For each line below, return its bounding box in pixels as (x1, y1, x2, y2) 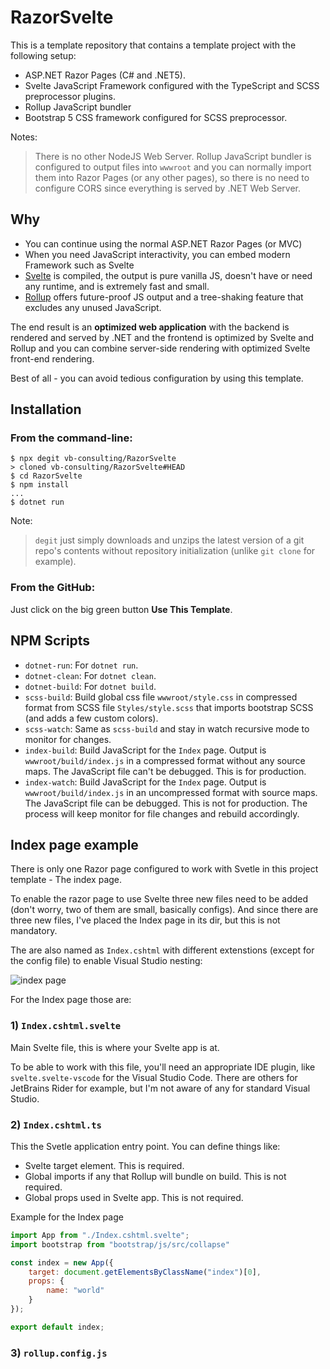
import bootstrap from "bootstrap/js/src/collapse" (10, 1239, 230, 1250)
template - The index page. (10, 874, 123, 886)
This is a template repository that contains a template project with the (10, 39, 297, 51)
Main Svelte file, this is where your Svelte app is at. (10, 1041, 220, 1053)
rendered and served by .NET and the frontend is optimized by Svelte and (10, 331, 315, 343)
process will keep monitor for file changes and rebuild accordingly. (24, 807, 300, 820)
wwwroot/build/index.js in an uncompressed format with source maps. (24, 786, 318, 798)
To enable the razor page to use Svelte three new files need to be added (10, 893, 309, 905)
